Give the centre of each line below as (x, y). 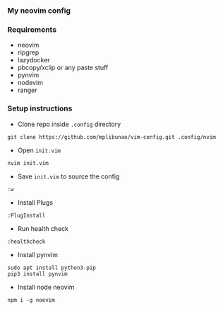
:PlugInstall (26, 215)
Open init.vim (39, 150)
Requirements (32, 29)
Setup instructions (40, 108)
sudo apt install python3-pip (52, 268)
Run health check (43, 228)
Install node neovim (46, 287)
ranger (27, 90)
